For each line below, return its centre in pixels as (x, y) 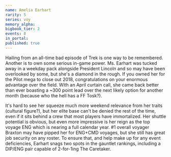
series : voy (18, 19)
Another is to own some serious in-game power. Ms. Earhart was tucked (81, 63)
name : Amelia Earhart (28, 10)
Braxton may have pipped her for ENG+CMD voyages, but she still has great (85, 133)
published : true (22, 43)
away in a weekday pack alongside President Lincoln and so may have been (85, 68)
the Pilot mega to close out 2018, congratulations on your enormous (77, 79)
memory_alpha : (20, 24)
